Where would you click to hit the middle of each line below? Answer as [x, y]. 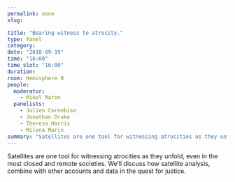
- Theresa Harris [45, 123]
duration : [22, 71]
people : [19, 84]
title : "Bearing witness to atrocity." [65, 33]
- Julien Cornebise [48, 111]
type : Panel [24, 39]
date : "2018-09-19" [36, 52]
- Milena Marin [42, 130]
